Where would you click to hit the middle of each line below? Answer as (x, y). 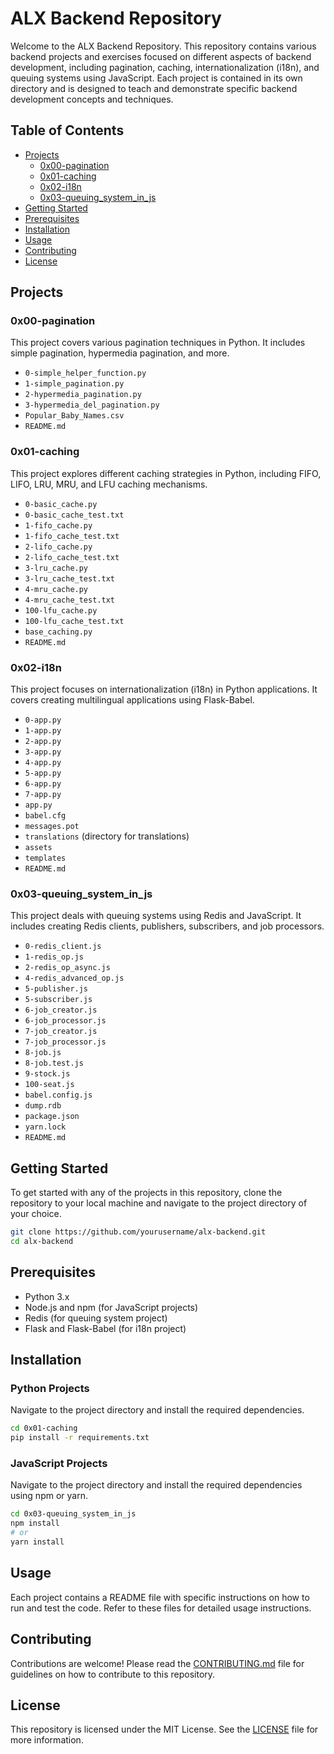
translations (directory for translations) (107, 836)
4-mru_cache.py (56, 589)
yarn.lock (45, 1127)
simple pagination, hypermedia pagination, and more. (120, 353)
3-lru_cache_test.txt (69, 578)
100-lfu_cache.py (61, 610)
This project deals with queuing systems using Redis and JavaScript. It (156, 916)
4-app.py (43, 763)
